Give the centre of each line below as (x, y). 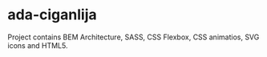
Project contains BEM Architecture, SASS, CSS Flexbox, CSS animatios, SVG (133, 37)
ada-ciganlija (52, 15)
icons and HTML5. (38, 45)
